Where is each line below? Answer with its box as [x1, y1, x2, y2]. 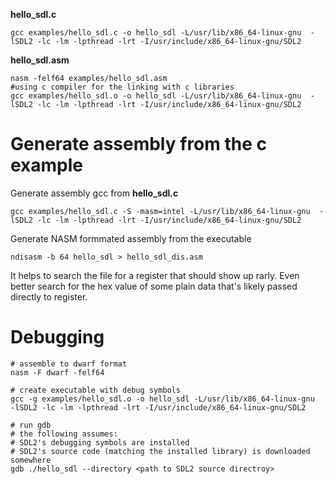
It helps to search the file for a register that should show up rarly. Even [10, 269, 300, 281]
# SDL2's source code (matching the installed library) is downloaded [10, 446, 311, 456]
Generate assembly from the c [10, 133, 267, 156]
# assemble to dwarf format [10, 359, 128, 369]
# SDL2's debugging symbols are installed [10, 437, 190, 448]
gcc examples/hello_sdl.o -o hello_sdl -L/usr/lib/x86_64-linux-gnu [10, 91, 302, 101]
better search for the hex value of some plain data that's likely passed [10, 280, 298, 292]
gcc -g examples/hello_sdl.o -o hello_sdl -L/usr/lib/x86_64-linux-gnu [10, 394, 315, 404]
